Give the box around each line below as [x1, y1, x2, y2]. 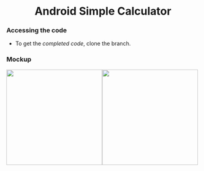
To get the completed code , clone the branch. [15, 40, 131, 47]
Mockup [6, 55, 32, 64]
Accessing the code [6, 26, 67, 35]
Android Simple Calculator [34, 4, 172, 18]
